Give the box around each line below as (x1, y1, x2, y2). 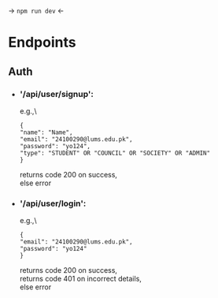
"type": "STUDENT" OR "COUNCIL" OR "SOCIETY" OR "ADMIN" (19, 149, 211, 157)
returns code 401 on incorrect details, (19, 274, 142, 284)
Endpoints (8, 34, 76, 51)
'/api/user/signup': (19, 88, 94, 99)
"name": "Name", (19, 129, 73, 136)
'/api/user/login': (19, 198, 87, 209)
